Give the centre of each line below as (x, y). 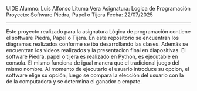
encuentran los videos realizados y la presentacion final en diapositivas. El (96, 50)
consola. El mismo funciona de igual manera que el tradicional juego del (93, 63)
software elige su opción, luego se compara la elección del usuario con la (95, 75)
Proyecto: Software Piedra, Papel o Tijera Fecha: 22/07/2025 (80, 15)
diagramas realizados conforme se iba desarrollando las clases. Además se (97, 44)
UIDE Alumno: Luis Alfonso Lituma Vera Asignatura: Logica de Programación (98, 9)
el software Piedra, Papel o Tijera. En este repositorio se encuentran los (93, 38)
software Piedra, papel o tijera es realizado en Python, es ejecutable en (92, 56)
